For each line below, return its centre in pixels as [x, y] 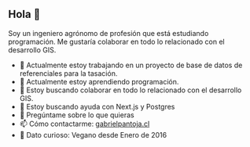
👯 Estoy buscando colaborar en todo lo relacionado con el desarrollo [131, 90]
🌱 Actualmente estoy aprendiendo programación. [99, 81]
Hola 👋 [24, 14]
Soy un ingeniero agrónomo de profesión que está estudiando [108, 33]
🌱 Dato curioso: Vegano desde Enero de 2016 [93, 134]
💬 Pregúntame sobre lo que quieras [77, 115]
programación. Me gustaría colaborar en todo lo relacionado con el [117, 41]
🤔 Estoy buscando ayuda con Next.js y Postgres [97, 106]
